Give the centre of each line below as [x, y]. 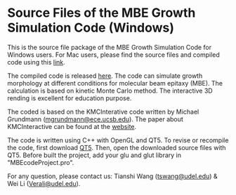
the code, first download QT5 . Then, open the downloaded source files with [117, 147]
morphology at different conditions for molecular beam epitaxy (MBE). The [115, 83]
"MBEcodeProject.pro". [41, 162]
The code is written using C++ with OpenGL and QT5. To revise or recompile [118, 140]
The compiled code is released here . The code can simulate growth [105, 76]
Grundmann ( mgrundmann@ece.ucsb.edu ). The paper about [96, 119]
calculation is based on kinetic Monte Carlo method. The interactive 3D [110, 90]
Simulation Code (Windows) [91, 28]
